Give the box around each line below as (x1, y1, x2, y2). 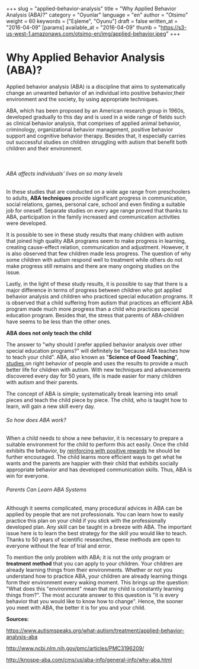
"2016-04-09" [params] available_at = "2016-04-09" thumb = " (6, 24, 161, 31)
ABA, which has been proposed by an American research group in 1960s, (6, 107, 185, 114)
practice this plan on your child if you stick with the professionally (6, 517, 166, 524)
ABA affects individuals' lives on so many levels (6, 170, 123, 177)
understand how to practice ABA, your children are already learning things (6, 572, 188, 580)
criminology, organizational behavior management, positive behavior (6, 126, 174, 133)
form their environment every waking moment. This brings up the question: (6, 578, 190, 586)
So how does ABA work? (6, 416, 66, 423)
